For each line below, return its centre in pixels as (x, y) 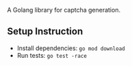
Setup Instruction (45, 31)
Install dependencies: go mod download (71, 48)
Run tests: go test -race (52, 55)
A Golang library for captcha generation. (64, 10)
